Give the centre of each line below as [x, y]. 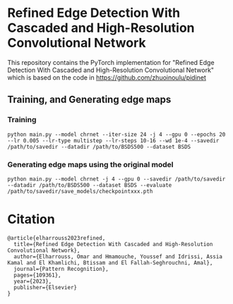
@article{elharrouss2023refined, [56, 238]
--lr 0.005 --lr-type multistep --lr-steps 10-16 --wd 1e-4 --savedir [113, 140]
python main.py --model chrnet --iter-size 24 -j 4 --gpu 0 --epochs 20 [116, 134]
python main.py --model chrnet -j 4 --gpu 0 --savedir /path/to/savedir [116, 179]
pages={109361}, [37, 275]
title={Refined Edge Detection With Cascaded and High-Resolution [113, 244]
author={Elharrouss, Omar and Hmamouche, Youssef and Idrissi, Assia [118, 256]
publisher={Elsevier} [46, 287]
